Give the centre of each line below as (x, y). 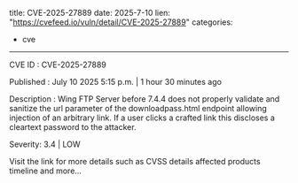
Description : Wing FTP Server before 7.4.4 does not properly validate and (145, 99)
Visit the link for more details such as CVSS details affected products (135, 161)
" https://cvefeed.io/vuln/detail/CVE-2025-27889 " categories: (121, 22)
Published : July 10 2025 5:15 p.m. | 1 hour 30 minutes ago (115, 82)
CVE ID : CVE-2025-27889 (58, 65)
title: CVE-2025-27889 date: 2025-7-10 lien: (90, 13)
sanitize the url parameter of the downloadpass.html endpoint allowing (138, 108)
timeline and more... (46, 171)
